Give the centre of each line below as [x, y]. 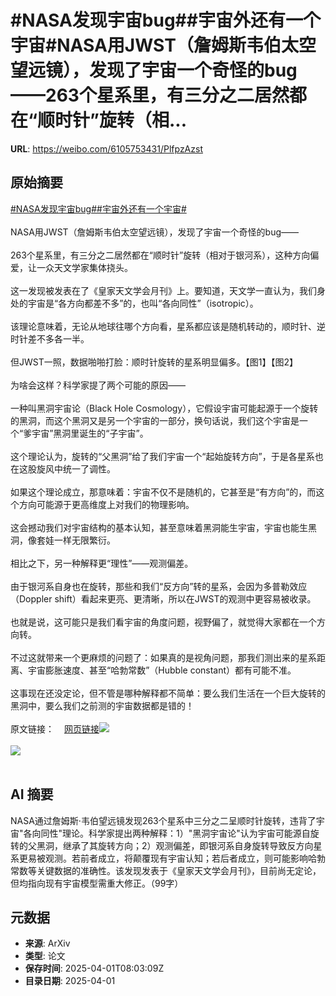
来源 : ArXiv [47, 943]
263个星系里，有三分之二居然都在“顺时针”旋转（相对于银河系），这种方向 [160, 255]
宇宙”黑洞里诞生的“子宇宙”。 [90, 433]
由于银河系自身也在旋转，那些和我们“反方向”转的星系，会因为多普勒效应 [159, 586]
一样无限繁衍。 [84, 540]
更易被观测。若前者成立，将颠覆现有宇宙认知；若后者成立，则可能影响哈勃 [172, 858]
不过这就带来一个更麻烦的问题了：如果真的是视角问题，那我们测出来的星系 [163, 657]
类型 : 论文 [45, 956]
